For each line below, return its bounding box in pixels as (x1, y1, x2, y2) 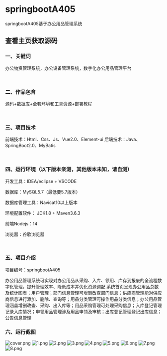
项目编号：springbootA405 (5, 267, 61, 273)
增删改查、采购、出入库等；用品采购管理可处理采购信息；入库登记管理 (18, 302, 162, 308)
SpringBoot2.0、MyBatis (5, 143, 56, 149)
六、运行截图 (5, 328, 36, 335)
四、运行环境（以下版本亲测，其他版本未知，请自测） (5, 166, 133, 173)
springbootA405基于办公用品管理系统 (5, 20, 83, 26)
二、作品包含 (5, 88, 36, 95)
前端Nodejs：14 (5, 220, 38, 226)
